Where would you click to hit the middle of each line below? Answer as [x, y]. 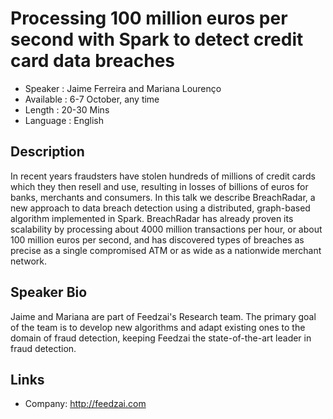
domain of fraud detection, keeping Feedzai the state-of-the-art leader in [161, 338]
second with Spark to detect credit [157, 39]
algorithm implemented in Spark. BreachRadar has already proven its [152, 218]
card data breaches [93, 61]
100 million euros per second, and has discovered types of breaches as [157, 239]
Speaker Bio [49, 292]
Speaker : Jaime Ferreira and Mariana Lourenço [123, 88]
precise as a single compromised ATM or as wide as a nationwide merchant [166, 250]
